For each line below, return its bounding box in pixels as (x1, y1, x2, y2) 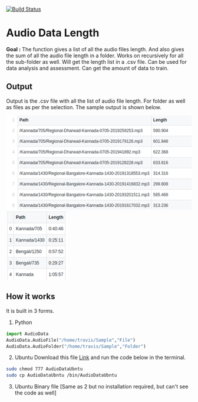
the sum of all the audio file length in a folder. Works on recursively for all (6, 52, 184, 59)
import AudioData (6, 331, 49, 336)
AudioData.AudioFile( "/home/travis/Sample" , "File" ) (6, 337, 136, 343)
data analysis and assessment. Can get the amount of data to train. (6, 64, 169, 71)
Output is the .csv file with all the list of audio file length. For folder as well (6, 97, 186, 104)
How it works (6, 292, 55, 302)
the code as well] (14, 390, 57, 397)
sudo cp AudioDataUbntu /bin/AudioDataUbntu (6, 372, 117, 378)
